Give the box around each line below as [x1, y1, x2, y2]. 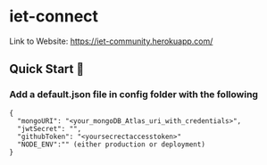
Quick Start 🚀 [9, 62, 85, 77]
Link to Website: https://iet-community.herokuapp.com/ [9, 36, 213, 46]
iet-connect [9, 6, 99, 27]
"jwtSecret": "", [17, 124, 82, 133]
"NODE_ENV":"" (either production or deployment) [17, 140, 205, 149]
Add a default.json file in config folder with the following [9, 88, 259, 101]
